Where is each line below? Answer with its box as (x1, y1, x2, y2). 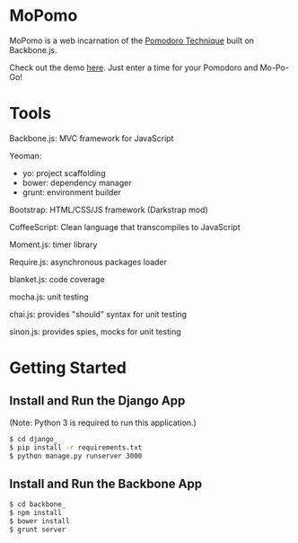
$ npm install (9, 509, 63, 518)
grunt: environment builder (22, 186, 121, 198)
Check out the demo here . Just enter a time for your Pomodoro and (9, 62, 259, 73)
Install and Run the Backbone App (9, 476, 203, 491)
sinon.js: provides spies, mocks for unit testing (9, 325, 181, 337)
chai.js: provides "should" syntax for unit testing (9, 308, 187, 319)
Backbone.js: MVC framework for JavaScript (9, 132, 174, 144)
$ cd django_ (9, 434, 58, 443)
